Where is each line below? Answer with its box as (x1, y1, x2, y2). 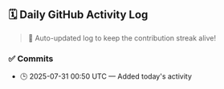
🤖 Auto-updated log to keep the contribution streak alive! (27, 33, 217, 43)
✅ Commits (8, 52, 54, 64)
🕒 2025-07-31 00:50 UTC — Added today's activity (19, 72, 193, 81)
